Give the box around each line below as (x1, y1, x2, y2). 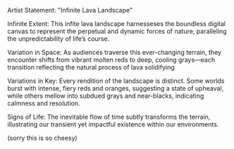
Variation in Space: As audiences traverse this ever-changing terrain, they (7, 48, 222, 56)
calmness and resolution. (7, 99, 80, 108)
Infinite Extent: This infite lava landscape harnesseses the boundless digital (7, 20, 226, 27)
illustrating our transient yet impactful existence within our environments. (7, 120, 219, 129)
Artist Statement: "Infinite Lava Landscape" (7, 6, 133, 14)
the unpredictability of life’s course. (7, 34, 110, 43)
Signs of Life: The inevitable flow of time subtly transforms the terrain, (7, 112, 211, 121)
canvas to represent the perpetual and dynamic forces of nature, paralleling (7, 27, 227, 35)
